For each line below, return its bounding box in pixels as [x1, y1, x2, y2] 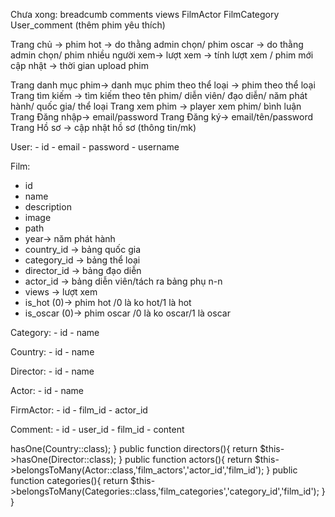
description [24, 201, 72, 213]
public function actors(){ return [124, 454, 253, 465]
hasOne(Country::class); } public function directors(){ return [10, 443, 258, 454]
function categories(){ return [10, 475, 129, 486]
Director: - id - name [10, 365, 95, 377]
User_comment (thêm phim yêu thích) [10, 19, 166, 31]
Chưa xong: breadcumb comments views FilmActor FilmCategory [10, 9, 280, 20]
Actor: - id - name [10, 385, 84, 396]
